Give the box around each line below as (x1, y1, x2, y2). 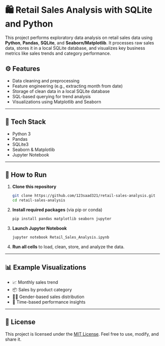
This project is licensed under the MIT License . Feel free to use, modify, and (5, 331, 159, 337)
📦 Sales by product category (12, 286, 72, 292)
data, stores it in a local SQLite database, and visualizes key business (5, 45, 145, 51)
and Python (5, 18, 53, 30)
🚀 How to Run (5, 170, 47, 179)
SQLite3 (12, 141, 29, 147)
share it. (5, 336, 22, 342)
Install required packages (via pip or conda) (12, 207, 103, 213)
